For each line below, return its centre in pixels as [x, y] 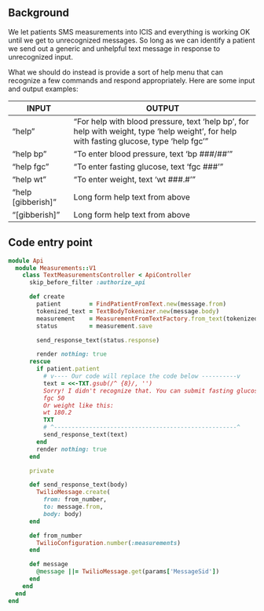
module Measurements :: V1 [56, 268]
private [42, 470]
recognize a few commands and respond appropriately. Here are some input [132, 80]
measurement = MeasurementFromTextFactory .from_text [130, 318]
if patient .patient [68, 369]
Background [38, 13]
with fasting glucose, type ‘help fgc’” [141, 141]
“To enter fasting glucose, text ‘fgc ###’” [148, 166]
